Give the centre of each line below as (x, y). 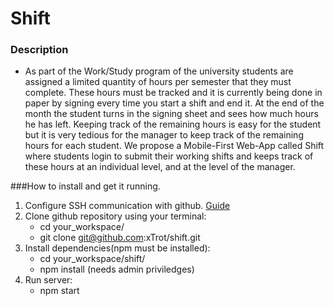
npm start (59, 291)
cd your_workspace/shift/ (92, 259)
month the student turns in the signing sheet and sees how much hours (171, 114)
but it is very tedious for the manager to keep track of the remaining (164, 135)
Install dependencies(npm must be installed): (117, 248)
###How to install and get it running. (85, 186)
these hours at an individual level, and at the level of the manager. (160, 167)
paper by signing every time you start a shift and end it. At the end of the (174, 103)
